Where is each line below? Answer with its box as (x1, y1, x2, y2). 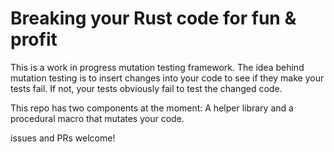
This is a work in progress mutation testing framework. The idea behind (10, 61, 305, 73)
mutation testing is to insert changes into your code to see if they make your (10, 72, 325, 84)
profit (10, 28, 58, 51)
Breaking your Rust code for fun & (10, 7, 297, 30)
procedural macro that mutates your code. (10, 112, 185, 124)
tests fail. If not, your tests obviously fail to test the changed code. (10, 82, 283, 94)
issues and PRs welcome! (10, 132, 116, 144)
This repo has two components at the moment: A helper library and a (10, 102, 294, 114)
